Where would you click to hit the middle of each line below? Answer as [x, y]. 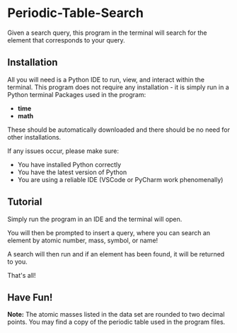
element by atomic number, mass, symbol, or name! [83, 240]
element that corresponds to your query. [66, 40]
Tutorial [25, 202]
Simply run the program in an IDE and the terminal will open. [95, 219]
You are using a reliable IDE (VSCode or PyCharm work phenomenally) [120, 179]
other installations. [34, 137]
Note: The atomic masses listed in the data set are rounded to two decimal [116, 315]
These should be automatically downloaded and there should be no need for [118, 130]
